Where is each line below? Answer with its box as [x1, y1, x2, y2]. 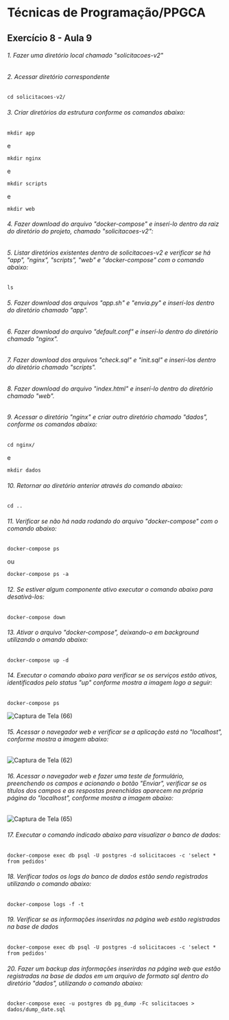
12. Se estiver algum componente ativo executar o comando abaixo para [7, 586, 213, 594]
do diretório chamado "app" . [7, 306, 88, 314]
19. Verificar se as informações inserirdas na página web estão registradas [7, 915, 221, 924]
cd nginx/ [7, 441, 36, 449]
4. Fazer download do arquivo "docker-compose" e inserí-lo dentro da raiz [7, 220, 219, 228]
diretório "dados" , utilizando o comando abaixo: [7, 979, 143, 987]
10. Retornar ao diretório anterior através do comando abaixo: [7, 481, 183, 489]
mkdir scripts [7, 180, 48, 187]
